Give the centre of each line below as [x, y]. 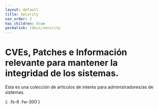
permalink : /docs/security [33, 28]
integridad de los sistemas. [62, 73]
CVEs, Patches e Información [66, 53]
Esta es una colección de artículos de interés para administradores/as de [79, 87]
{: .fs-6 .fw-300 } [23, 102]
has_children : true [25, 23]
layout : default [22, 10]
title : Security [22, 14]
